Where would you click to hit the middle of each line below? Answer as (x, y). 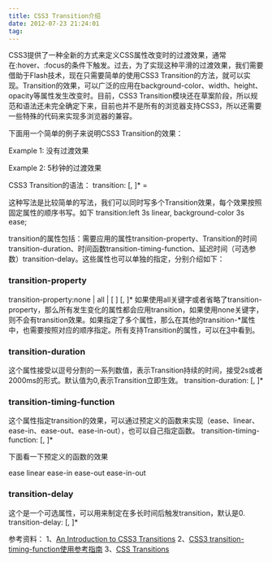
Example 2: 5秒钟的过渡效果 (55, 168)
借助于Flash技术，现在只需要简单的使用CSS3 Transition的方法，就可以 (126, 76)
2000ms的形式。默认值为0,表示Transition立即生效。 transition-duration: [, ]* (136, 380)
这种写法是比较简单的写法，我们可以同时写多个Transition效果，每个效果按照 (135, 203)
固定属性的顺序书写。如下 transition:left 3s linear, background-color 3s (127, 213)
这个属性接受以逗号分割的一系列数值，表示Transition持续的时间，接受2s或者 (136, 370)
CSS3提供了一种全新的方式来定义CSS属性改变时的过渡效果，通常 (118, 55)
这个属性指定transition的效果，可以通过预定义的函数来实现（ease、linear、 (134, 420)
